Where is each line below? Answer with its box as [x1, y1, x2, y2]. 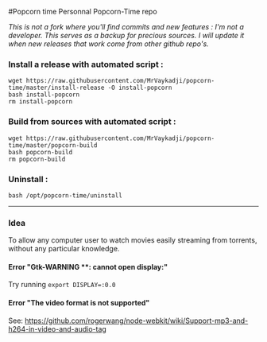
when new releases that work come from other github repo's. [8, 39, 209, 49]
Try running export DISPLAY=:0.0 [8, 280, 116, 290]
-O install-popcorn [107, 84, 172, 92]
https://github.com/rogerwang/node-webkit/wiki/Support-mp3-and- [25, 316, 249, 325]
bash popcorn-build [8, 148, 73, 156]
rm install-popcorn [8, 98, 73, 106]
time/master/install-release [8, 84, 105, 92]
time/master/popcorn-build [8, 141, 98, 150]
